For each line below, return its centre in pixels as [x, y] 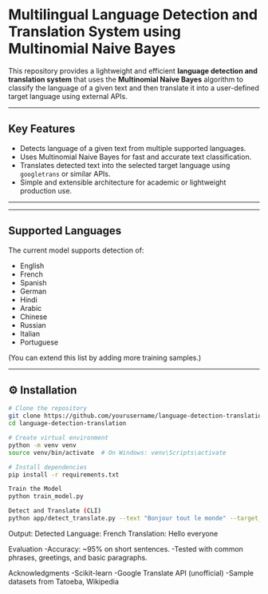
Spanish [33, 282]
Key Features [42, 129]
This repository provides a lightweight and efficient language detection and [133, 70]
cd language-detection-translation [67, 424]
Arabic [31, 308]
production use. [46, 190]
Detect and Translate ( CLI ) [55, 511]
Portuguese [39, 342]
